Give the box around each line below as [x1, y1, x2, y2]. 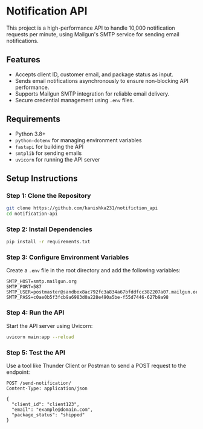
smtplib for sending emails [14, 149, 82, 157]
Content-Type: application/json [6, 385, 88, 391]
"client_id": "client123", [11, 401, 80, 407]
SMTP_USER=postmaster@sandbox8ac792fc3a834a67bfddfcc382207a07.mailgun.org [6, 289, 201, 295]
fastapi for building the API [14, 143, 83, 150]
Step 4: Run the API [6, 309, 65, 317]
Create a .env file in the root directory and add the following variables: [6, 267, 181, 274]
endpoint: [6, 368, 30, 376]
